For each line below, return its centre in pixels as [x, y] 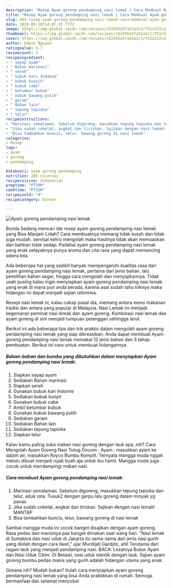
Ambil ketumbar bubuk [37, 407]
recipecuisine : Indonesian [34, 181]
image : [13, 29]
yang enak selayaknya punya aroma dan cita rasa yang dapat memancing [83, 250]
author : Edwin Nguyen [29, 43]
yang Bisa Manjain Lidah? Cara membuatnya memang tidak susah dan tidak [85, 234]
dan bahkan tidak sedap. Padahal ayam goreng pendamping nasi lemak [81, 244]
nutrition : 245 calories [32, 176]
